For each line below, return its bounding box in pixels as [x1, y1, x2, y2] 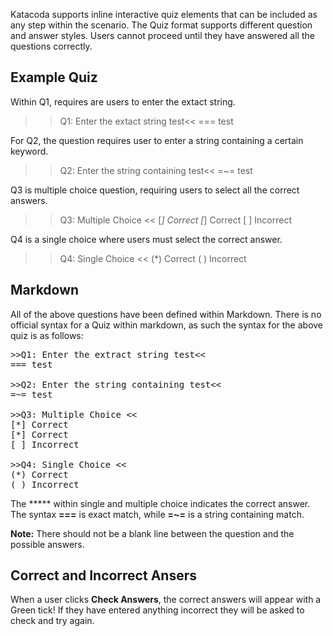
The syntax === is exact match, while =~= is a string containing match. [10, 508, 305, 520]
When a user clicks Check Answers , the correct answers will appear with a [10, 594, 322, 606]
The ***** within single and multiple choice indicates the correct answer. [10, 497, 311, 509]
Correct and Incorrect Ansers [10, 567, 197, 584]
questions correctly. [10, 40, 93, 52]
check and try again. [10, 615, 95, 627]
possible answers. [10, 538, 85, 550]
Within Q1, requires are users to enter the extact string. [10, 95, 236, 108]
